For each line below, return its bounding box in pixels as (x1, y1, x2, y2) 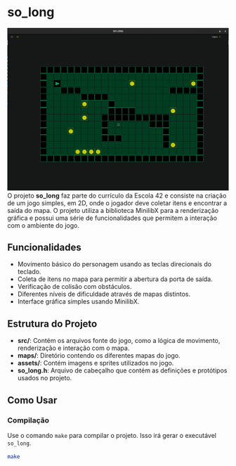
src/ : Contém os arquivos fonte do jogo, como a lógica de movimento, (17, 337, 221, 345)
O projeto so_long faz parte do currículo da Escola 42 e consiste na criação (7, 191, 227, 200)
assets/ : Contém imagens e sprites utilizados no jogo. (17, 359, 174, 368)
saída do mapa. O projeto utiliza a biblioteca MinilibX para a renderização (7, 206, 219, 214)
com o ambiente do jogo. (7, 221, 79, 229)
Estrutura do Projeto (7, 318, 98, 330)
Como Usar (7, 394, 58, 406)
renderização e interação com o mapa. (17, 344, 130, 352)
